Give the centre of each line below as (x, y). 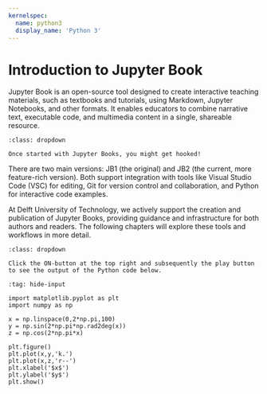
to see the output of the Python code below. (85, 271)
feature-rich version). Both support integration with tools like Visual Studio (130, 177)
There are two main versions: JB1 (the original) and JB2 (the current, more (130, 169)
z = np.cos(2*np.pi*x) (46, 334)
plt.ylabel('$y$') (39, 375)
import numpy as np (41, 306)
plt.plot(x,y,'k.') (41, 354)
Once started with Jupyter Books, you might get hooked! (105, 154)
